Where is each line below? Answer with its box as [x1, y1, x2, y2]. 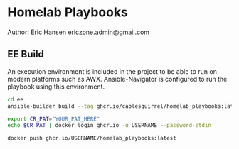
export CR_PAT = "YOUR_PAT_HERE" [7, 115, 100, 123]
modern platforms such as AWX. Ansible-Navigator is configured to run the [7, 74, 228, 83]
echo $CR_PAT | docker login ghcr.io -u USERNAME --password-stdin [7, 122, 212, 129]
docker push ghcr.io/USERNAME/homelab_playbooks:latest [7, 135, 176, 142]
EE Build [7, 48, 45, 60]
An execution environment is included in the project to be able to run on [7, 67, 217, 75]
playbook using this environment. [7, 82, 105, 91]
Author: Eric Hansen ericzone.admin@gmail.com [7, 28, 150, 36]
